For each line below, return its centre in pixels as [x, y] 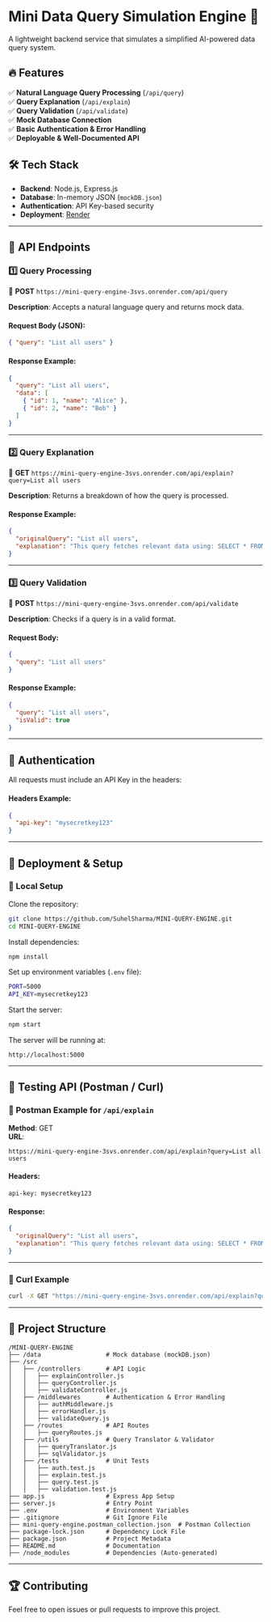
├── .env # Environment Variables [99, 1510]
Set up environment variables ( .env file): [75, 972]
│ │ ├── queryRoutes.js [56, 1432]
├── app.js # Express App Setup [92, 1496]
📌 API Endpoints [50, 247]
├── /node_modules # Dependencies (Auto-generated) [113, 1552]
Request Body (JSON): [47, 325]
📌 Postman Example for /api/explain [81, 1110]
